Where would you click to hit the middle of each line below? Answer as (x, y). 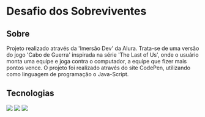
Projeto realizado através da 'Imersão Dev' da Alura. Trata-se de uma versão (103, 48)
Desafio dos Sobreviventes (76, 11)
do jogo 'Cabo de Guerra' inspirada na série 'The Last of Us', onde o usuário (102, 55)
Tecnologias (30, 94)
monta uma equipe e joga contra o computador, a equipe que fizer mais (97, 61)
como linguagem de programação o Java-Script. (68, 74)
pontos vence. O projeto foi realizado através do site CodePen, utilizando (99, 68)
